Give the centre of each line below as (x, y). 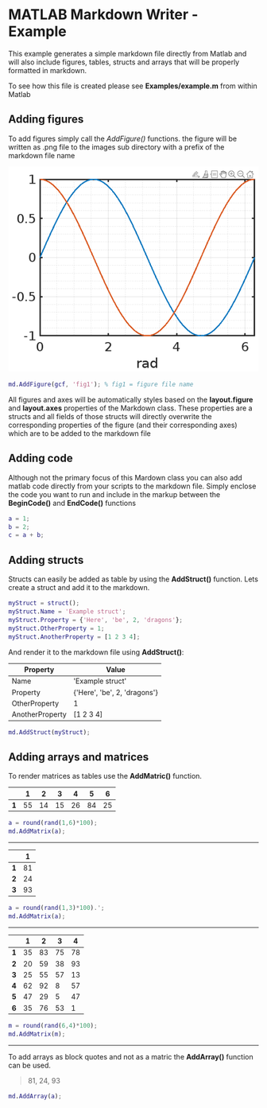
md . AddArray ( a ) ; (35, 1096)
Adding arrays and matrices (79, 757)
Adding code (41, 459)
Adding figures (46, 120)
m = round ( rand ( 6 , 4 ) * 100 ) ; (53, 1026)
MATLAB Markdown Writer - (103, 15)
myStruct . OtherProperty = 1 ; (56, 628)
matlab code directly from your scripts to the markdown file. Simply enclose (132, 486)
